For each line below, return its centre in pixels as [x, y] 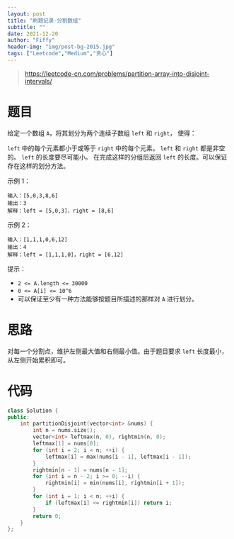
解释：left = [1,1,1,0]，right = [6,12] [65, 255]
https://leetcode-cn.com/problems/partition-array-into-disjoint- [117, 73]
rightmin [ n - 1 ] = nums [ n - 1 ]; [81, 470]
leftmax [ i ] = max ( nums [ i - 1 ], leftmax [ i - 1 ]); [118, 457]
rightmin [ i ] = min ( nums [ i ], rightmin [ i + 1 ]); [115, 483]
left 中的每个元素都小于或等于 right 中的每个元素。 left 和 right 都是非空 [116, 148]
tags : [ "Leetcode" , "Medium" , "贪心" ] [60, 54]
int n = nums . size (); [65, 430]
